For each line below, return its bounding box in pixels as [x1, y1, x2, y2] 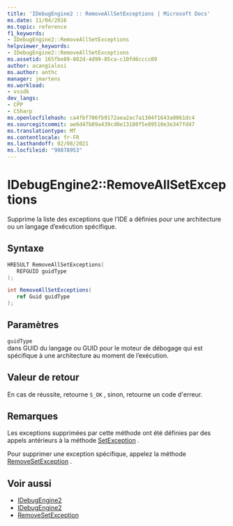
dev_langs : [7, 95, 39, 102]
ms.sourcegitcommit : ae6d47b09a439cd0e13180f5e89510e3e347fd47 [7, 120, 195, 128]
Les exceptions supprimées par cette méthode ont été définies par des [7, 429, 211, 437]
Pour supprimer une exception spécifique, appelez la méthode [7, 450, 186, 458]
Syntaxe [7, 243, 44, 255]
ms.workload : [7, 82, 45, 89]
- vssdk [7, 88, 30, 95]
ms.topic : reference [7, 23, 68, 30]
